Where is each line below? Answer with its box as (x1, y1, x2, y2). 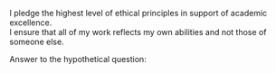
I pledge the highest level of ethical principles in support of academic (9, 8, 268, 18)
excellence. (9, 17, 52, 28)
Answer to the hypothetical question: (9, 54, 147, 64)
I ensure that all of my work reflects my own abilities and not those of (9, 27, 267, 37)
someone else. (9, 36, 65, 47)
